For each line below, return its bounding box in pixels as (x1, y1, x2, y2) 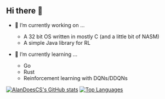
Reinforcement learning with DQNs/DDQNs (23, 74, 128, 81)
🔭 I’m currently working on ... (14, 21, 85, 28)
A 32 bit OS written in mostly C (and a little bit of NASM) (23, 33, 160, 40)
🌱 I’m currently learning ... (14, 51, 78, 58)
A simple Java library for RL (23, 39, 91, 46)
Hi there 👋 (6, 6, 43, 16)
